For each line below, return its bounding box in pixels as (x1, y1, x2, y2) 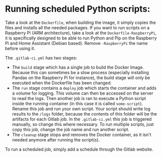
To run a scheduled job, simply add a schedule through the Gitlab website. (5, 146, 154, 152)
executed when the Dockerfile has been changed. (12, 79, 112, 86)
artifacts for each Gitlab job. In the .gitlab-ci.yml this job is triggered (12, 116, 152, 122)
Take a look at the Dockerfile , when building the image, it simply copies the (5, 20, 156, 25)
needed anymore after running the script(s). (12, 137, 100, 142)
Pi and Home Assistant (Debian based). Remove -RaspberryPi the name (5, 40, 148, 46)
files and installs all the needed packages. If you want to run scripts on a (5, 24, 150, 30)
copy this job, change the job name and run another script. (12, 126, 130, 132)
